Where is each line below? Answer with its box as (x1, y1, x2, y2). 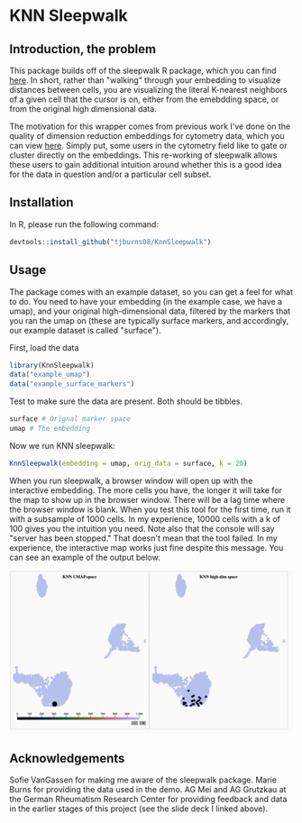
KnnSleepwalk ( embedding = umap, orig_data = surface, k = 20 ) (9, 459, 248, 468)
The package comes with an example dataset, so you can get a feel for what (9, 286, 293, 297)
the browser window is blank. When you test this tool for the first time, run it (9, 504, 291, 515)
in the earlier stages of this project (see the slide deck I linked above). (9, 803, 269, 814)
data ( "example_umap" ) (9, 370, 91, 379)
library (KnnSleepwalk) (9, 361, 95, 370)
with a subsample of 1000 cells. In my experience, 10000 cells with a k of (9, 513, 281, 524)
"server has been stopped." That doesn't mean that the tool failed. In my (9, 533, 278, 544)
